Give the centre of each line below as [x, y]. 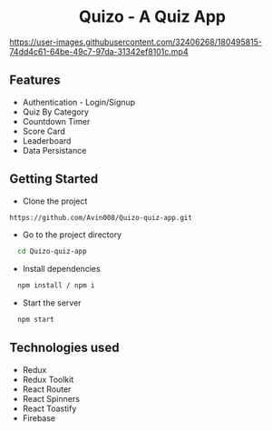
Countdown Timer [56, 121]
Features [35, 80]
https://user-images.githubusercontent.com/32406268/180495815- [136, 42]
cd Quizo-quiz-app [53, 252]
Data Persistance [54, 150]
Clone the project [55, 201]
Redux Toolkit [48, 379]
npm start [36, 320]
